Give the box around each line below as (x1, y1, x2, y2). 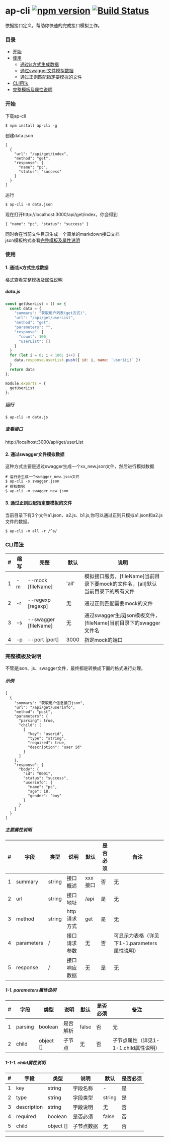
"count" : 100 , (18, 334, 49, 339)
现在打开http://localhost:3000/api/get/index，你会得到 (5, 211, 118, 217)
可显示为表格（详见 (114, 932, 159, 939)
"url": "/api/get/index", (14, 151, 69, 157)
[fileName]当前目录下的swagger (84, 619, 160, 626)
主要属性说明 (5, 826, 32, 833)
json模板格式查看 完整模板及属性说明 (5, 237, 80, 243)
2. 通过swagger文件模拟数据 (5, 451, 64, 457)
